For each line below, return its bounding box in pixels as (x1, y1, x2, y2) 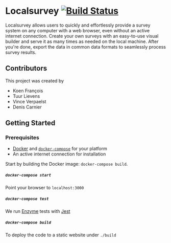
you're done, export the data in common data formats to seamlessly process (5, 43, 166, 50)
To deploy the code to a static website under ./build (5, 232, 116, 238)
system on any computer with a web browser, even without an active (5, 27, 150, 33)
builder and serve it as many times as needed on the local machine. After (5, 38, 159, 45)
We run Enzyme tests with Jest (5, 208, 70, 214)
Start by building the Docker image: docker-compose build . (5, 161, 128, 167)
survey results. (5, 49, 37, 55)
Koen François (12, 87, 43, 94)
